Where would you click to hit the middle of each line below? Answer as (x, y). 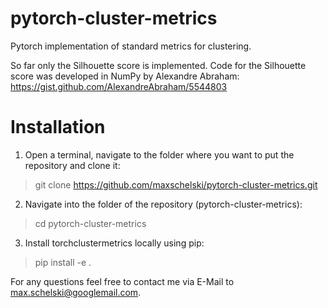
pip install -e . (63, 262)
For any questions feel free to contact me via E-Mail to (122, 281)
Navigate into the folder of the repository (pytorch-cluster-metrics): (163, 204)
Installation (58, 127)
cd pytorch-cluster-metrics (90, 223)
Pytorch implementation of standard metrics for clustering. (131, 46)
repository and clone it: (72, 165)
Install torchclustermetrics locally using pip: (114, 243)
